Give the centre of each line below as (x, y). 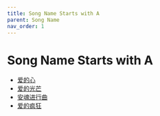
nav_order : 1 (26, 26)
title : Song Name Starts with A (53, 13)
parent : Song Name (33, 20)
